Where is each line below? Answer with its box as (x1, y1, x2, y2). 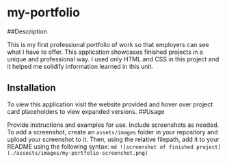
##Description (7, 27, 48, 35)
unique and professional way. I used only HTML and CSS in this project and (7, 55, 219, 63)
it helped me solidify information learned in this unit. (7, 62, 154, 70)
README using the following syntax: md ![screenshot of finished (7, 142, 193, 151)
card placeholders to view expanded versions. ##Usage (7, 107, 165, 115)
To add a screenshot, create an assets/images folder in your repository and (7, 128, 218, 136)
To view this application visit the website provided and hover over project (7, 100, 213, 108)
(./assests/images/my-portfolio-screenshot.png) (7, 149, 148, 156)
